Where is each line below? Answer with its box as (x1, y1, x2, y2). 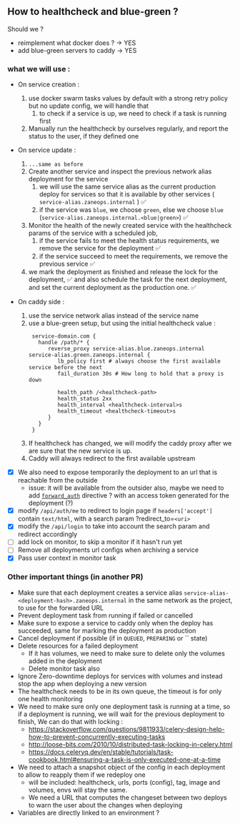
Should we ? (7, 24, 44, 33)
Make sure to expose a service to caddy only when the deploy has (17, 618, 214, 627)
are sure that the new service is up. (28, 446, 133, 456)
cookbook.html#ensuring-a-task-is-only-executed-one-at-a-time (28, 755, 221, 763)
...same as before (28, 161, 84, 169)
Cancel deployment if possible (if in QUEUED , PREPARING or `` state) (17, 633, 208, 642)
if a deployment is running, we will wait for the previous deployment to (17, 710, 225, 718)
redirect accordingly (17, 530, 78, 538)
